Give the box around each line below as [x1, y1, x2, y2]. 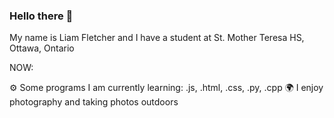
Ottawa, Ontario [9, 42, 75, 54]
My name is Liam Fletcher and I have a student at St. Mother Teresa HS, [9, 32, 305, 44]
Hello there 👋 [9, 9, 74, 23]
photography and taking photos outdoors [9, 96, 179, 108]
